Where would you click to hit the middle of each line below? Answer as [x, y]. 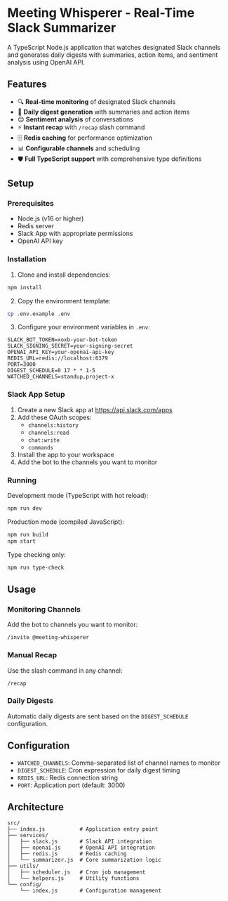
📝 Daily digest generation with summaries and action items [103, 112]
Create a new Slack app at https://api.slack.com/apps [95, 409]
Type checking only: [37, 554]
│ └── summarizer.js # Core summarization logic [84, 860]
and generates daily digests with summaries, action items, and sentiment [113, 55]
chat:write [44, 440]
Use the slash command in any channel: [65, 670]
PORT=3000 [22, 364]
